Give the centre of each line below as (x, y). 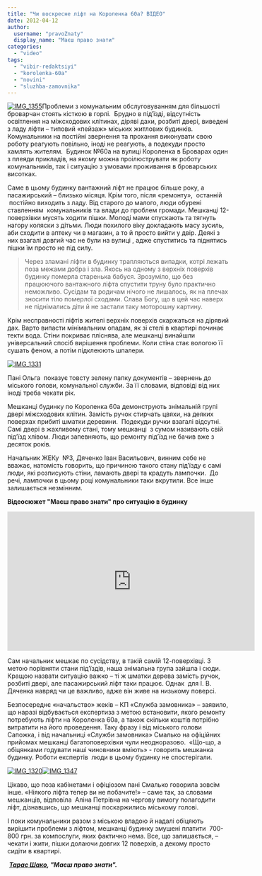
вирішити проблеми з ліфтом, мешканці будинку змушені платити (107, 829)
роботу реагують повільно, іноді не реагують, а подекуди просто (106, 144)
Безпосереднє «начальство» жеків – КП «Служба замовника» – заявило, (118, 705)
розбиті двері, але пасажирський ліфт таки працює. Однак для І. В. (109, 684)
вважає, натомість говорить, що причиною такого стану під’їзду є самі (114, 466)
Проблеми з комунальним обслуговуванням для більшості (131, 106)
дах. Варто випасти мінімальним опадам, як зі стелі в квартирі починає (115, 328)
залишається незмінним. (45, 488)
